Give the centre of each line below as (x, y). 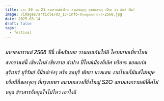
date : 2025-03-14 (23, 19)
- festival (21, 33)
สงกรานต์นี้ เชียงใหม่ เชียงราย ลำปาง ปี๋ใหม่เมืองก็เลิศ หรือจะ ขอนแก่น (76, 62)
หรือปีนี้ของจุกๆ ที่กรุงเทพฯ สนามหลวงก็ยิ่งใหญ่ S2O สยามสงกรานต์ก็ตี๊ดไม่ (82, 82)
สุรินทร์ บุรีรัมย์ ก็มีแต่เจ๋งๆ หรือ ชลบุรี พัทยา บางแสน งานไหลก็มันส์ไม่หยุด (80, 72)
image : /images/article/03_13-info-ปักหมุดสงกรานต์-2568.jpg (64, 14)
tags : (11, 28)
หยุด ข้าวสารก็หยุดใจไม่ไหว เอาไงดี (41, 92)
